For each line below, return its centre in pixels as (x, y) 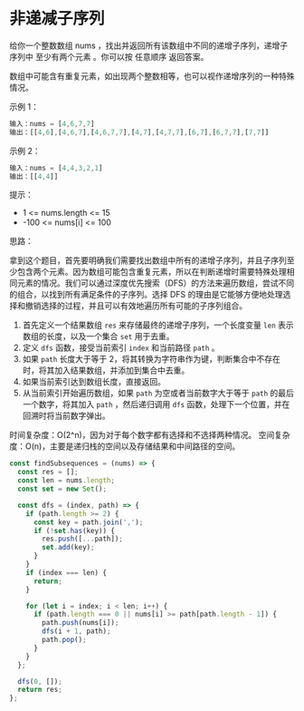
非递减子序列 (57, 19)
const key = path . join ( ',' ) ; (88, 522)
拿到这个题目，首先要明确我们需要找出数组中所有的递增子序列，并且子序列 (148, 260)
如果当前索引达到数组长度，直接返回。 (94, 382)
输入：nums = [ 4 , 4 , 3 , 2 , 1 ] (56, 168)
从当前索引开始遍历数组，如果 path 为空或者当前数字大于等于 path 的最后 (158, 393)
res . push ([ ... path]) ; (83, 539)
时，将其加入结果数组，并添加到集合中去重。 (106, 370)
